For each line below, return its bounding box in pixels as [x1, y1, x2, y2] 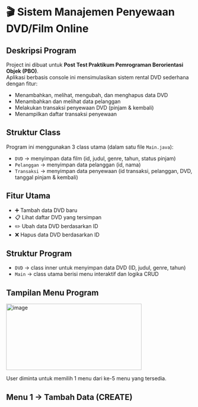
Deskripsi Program [6, 46, 77, 56]
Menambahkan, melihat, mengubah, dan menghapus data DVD [14, 92, 168, 98]
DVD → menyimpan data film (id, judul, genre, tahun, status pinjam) [14, 155, 176, 162]
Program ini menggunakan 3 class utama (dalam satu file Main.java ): [6, 143, 174, 150]
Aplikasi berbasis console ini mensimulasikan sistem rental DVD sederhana [6, 74, 189, 81]
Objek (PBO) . [6, 68, 39, 75]
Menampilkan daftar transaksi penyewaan [14, 111, 117, 117]
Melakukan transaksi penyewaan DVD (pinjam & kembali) [14, 104, 154, 111]
